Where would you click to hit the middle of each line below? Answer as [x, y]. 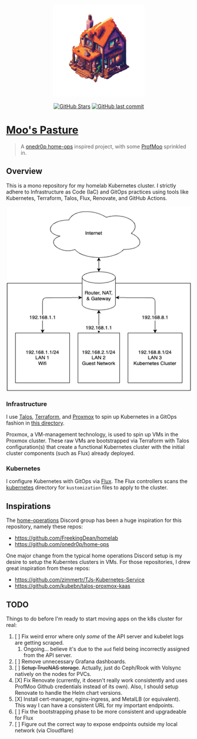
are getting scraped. [39, 642]
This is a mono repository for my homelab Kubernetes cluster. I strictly [91, 185]
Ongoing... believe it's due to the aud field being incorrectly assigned [106, 649]
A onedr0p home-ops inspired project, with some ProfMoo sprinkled [103, 146]
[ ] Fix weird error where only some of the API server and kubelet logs [99, 636]
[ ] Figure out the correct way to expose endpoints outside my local [96, 724]
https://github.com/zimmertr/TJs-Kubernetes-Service [80, 580]
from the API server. [48, 655]
